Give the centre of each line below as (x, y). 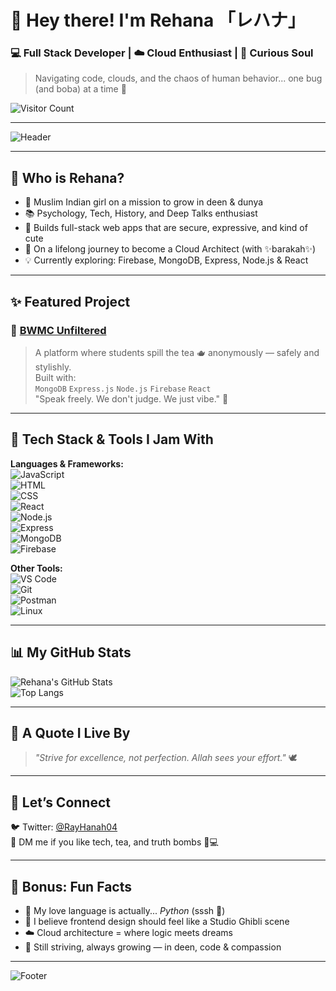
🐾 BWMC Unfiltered (58, 330)
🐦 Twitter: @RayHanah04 (64, 827)
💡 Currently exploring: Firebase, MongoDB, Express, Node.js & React (166, 260)
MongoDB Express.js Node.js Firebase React (123, 389)
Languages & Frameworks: (67, 463)
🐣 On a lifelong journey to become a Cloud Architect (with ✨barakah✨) (170, 249)
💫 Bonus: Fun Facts (71, 886)
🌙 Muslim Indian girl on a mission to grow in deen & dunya (144, 202)
